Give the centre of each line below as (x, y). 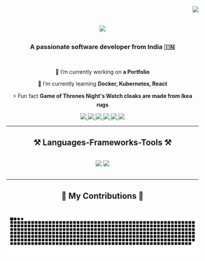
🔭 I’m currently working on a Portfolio (103, 72)
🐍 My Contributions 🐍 (103, 196)
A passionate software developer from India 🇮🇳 (103, 47)
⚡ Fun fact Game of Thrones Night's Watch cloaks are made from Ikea (103, 96)
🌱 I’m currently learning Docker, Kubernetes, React (103, 84)
